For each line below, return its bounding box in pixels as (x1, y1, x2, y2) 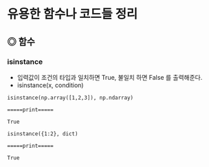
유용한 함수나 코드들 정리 (7, 6, 138, 22)
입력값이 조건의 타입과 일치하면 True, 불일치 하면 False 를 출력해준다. (16, 73, 203, 81)
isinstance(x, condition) (16, 80, 84, 89)
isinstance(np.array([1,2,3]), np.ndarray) (7, 94, 134, 101)
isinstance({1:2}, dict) (7, 130, 78, 137)
